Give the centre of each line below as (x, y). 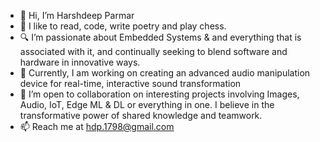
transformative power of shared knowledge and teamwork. (141, 115)
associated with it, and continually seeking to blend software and (153, 51)
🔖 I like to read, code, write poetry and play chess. (123, 26)
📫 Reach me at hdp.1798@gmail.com (97, 126)
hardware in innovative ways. (80, 62)
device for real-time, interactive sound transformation (130, 83)
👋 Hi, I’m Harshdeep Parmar (77, 15)
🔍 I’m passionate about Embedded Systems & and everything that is (160, 37)
